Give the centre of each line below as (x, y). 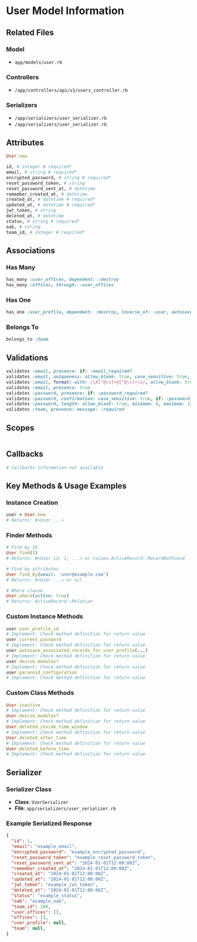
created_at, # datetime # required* (51, 200)
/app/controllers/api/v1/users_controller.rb (71, 90)
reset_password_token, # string (45, 183)
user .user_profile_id (33, 629)
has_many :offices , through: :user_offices (60, 285)
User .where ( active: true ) (38, 596)
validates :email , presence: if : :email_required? (69, 371)
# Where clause (25, 591)
